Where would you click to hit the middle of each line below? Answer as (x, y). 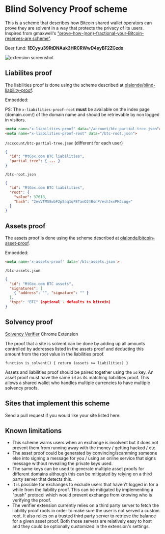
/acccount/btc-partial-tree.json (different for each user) (64, 143)
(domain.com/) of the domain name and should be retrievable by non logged (82, 114)
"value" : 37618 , (31, 197)
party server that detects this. (42, 479)
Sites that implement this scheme (57, 404)
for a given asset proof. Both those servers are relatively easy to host (82, 521)
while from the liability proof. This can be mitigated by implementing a (83, 490)
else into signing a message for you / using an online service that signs (84, 458)
